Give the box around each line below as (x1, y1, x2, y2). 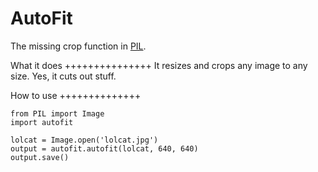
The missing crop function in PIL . (10, 40, 147, 52)
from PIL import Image (10, 108, 105, 119)
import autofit (10, 117, 74, 127)
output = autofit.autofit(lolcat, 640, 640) (10, 143, 199, 154)
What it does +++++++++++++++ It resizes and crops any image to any (10, 59, 308, 71)
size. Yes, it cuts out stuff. (10, 70, 117, 82)
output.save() (10, 152, 70, 162)
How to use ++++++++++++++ (10, 89, 142, 101)
